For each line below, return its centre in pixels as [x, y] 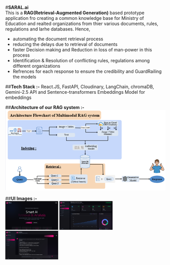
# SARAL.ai [17, 7]
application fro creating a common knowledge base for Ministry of [75, 18]
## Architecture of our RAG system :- [45, 107]
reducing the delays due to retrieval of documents [65, 44]
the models [24, 77]
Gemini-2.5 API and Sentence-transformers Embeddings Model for [75, 92]
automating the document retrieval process [58, 39]
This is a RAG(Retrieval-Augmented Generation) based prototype [75, 13]
